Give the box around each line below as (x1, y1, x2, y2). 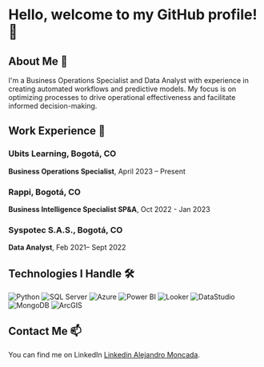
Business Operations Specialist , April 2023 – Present (8, 166, 186, 176)
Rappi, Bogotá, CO (8, 186, 82, 197)
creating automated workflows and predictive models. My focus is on (8, 84, 237, 94)
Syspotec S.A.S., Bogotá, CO (8, 224, 123, 235)
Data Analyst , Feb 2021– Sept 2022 (8, 242, 126, 253)
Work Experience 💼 (8, 124, 106, 138)
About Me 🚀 (8, 54, 68, 68)
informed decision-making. (8, 102, 98, 110)
